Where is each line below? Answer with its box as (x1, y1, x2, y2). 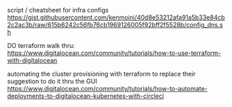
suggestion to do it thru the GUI (7, 77, 97, 85)
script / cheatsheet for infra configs (7, 6, 109, 14)
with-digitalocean (7, 56, 58, 65)
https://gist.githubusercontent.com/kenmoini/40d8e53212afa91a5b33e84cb (7, 13, 225, 22)
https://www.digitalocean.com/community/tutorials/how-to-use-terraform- (7, 49, 221, 57)
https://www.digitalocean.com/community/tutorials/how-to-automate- (7, 85, 208, 92)
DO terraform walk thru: (7, 42, 75, 49)
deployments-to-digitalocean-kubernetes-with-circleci (7, 92, 165, 100)
